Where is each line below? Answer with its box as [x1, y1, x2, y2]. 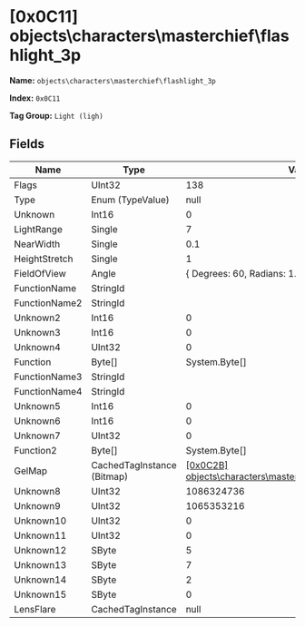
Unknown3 [14, 326, 61, 338]
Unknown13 [14, 558, 67, 571]
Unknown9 [14, 499, 61, 512]
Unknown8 [14, 485, 61, 497]
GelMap [14, 465, 48, 477]
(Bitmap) [90, 470, 129, 483]
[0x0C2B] [185, 458, 229, 471]
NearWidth [14, 238, 61, 250]
